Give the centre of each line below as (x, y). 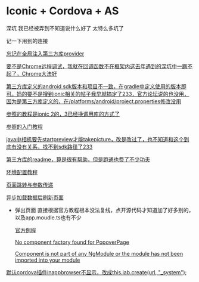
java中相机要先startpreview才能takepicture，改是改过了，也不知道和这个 (95, 139)
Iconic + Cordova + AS (63, 11)
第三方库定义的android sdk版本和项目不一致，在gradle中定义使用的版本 (94, 86)
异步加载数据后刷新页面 (35, 197)
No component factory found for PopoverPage (72, 242)
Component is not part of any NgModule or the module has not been (99, 253)
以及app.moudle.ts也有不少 (48, 217)
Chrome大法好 (40, 73)
